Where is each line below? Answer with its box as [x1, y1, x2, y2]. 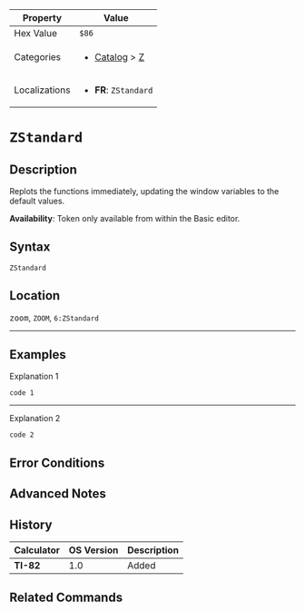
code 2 [9, 430, 34, 439]
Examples [9, 347, 66, 362]
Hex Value [14, 27, 57, 39]
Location [9, 288, 61, 303]
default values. [9, 195, 65, 206]
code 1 [9, 389, 34, 398]
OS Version [68, 544, 119, 557]
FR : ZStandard [94, 84, 153, 96]
